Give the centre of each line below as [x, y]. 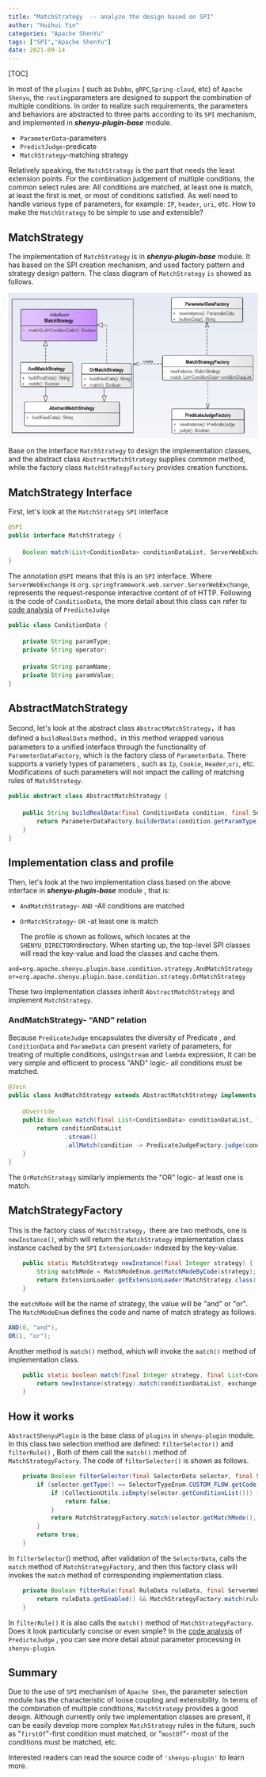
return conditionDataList [80, 1129]
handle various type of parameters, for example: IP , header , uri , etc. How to [132, 204]
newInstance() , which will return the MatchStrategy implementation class [126, 1240]
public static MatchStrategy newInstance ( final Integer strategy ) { [138, 1263]
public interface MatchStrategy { [65, 536]
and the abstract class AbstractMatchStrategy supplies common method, [127, 459]
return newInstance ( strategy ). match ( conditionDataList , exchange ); [150, 1383]
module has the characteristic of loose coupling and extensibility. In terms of [133, 1700]
